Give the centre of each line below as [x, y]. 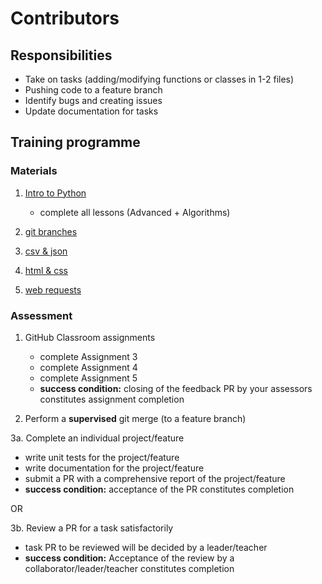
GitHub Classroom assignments [90, 337]
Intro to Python [55, 193]
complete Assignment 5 [88, 378]
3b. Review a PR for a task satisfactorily [92, 528]
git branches [51, 231]
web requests [53, 289]
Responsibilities [61, 55]
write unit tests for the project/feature [102, 457]
